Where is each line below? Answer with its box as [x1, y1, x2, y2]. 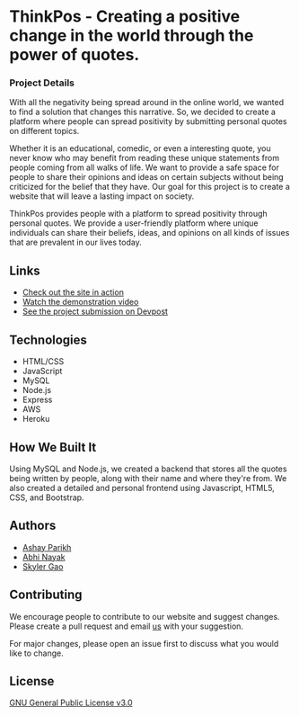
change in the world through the [9, 25, 254, 46]
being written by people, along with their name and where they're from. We [9, 472, 287, 483]
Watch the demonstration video [22, 297, 139, 308]
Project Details [9, 76, 75, 89]
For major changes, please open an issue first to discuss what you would [9, 638, 279, 649]
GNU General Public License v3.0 [9, 697, 133, 708]
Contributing [9, 587, 83, 603]
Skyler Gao [22, 560, 64, 572]
